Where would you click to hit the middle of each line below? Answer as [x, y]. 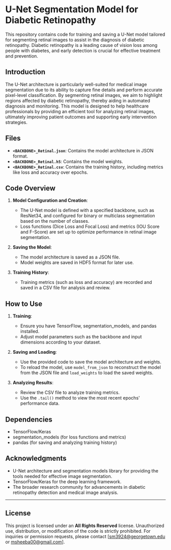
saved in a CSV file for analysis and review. [65, 288]
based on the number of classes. [55, 221]
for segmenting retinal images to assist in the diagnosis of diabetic [75, 40]
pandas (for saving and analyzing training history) [65, 442]
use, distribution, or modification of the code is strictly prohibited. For [78, 531]
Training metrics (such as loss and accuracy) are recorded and [86, 282]
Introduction [25, 72]
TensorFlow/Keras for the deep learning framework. [67, 481]
